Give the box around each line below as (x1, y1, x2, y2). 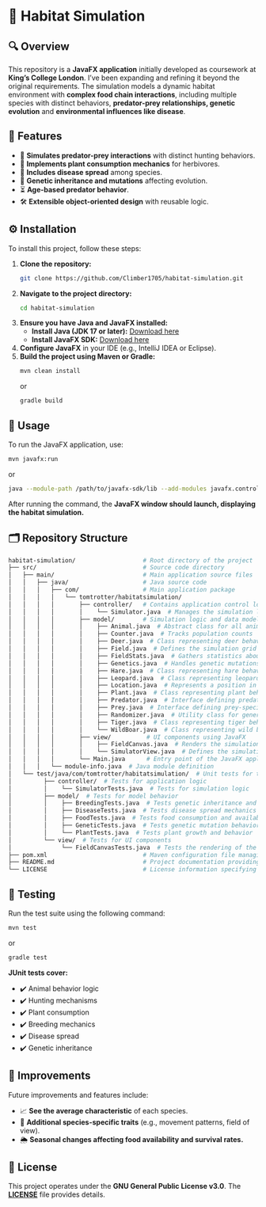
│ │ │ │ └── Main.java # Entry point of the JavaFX (8, 756, 243, 763)
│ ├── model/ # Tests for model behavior (8, 792, 179, 800)
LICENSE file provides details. (8, 1190, 105, 1199)
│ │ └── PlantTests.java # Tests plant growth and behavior (8, 828, 253, 836)
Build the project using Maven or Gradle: (19, 352, 156, 361)
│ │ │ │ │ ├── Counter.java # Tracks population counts (8, 630, 253, 638)
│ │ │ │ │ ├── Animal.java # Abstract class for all (8, 623, 243, 630)
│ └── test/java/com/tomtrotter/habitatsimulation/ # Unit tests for (8, 770, 253, 778)
